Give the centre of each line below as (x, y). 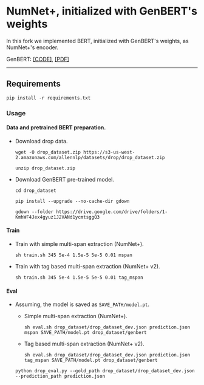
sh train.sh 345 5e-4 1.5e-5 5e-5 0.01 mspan (73, 255)
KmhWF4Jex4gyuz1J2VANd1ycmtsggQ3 (57, 217)
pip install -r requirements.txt (49, 98)
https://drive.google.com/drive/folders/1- (112, 212)
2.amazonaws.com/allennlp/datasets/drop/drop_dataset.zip (90, 157)
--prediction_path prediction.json (60, 376)
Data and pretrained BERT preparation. (56, 128)
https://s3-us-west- (109, 152)
